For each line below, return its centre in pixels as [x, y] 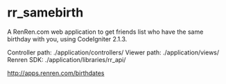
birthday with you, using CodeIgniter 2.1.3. [67, 39]
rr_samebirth [45, 13]
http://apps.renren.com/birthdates [56, 73]
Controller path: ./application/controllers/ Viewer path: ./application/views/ [113, 52]
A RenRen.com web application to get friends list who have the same [105, 32]
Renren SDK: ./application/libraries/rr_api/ [67, 59]
